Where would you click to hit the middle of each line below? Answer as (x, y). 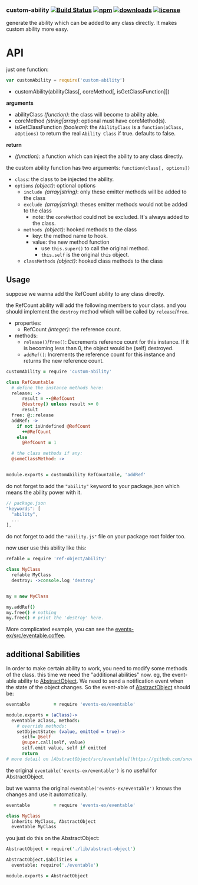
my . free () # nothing (32, 612)
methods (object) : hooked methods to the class (80, 230)
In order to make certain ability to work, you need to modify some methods (97, 668)
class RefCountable (30, 382)
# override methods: (42, 726)
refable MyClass (31, 575)
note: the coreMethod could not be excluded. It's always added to (110, 217)
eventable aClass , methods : (46, 721)
